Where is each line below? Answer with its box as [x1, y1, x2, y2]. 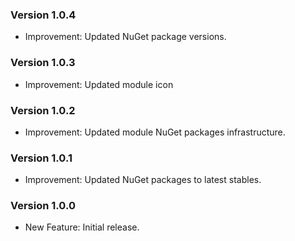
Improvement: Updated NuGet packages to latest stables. [24, 174, 262, 186]
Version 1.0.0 [10, 199, 76, 213]
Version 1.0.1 [10, 151, 73, 165]
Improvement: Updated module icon [24, 78, 174, 90]
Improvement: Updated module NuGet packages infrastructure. [24, 126, 286, 138]
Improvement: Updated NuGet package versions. [24, 31, 227, 43]
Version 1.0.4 [10, 8, 77, 22]
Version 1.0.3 [10, 56, 76, 70]
